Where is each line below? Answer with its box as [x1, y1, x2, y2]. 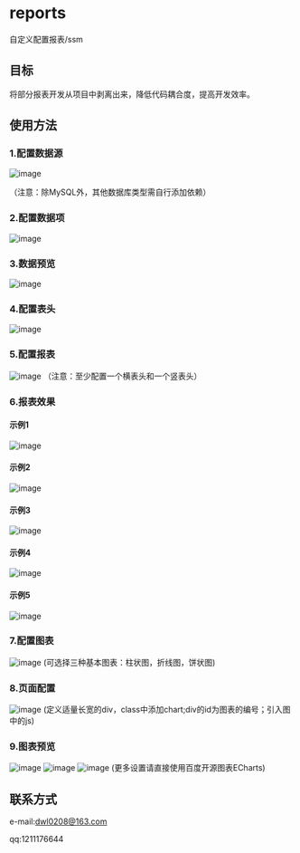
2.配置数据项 [9, 212, 65, 225]
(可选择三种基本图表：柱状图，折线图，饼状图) [43, 657, 216, 667]
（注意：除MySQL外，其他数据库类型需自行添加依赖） [9, 187, 211, 197]
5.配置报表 [9, 348, 56, 360]
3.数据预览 [9, 257, 56, 270]
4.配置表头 [9, 302, 56, 315]
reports [9, 3, 66, 24]
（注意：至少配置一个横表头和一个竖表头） [43, 370, 202, 381]
